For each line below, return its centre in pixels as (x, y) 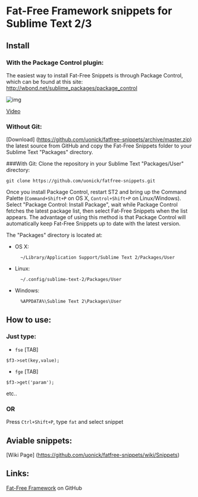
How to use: (29, 320)
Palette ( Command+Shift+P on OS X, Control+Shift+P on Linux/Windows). (94, 198)
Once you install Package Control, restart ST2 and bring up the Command (96, 192)
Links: (18, 473)
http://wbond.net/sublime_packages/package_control (72, 88)
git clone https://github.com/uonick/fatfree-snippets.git (81, 181)
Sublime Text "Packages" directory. (50, 152)
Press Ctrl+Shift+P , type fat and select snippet (65, 422)
